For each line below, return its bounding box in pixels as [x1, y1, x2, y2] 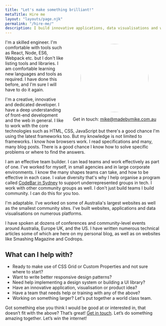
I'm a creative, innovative [5, 96, 56, 102]
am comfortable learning [5, 65, 55, 72]
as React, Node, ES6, [5, 50, 48, 56]
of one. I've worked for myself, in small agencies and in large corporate [5, 164, 150, 170]
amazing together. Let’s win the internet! [5, 315, 87, 321]
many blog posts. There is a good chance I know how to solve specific [5, 144, 149, 150]
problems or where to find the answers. [5, 149, 85, 155]
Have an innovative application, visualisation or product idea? [12, 284, 137, 290]
